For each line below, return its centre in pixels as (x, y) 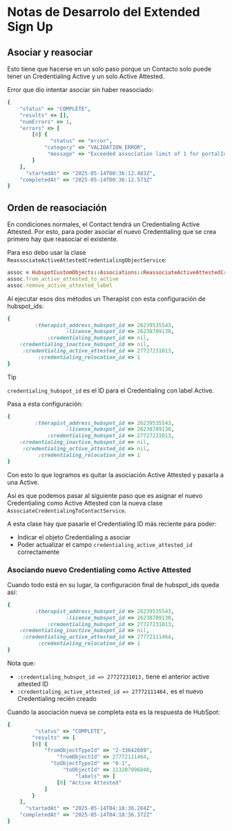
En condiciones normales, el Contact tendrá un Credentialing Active (104, 224)
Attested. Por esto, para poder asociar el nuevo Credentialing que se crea (112, 232)
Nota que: (21, 663)
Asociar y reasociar (50, 52)
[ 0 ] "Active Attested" (89, 783)
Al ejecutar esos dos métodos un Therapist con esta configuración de (106, 298)
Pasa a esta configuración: (45, 404)
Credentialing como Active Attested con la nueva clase (85, 503)
